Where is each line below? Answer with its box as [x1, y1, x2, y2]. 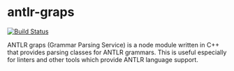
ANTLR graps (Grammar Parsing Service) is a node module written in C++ [7, 40, 220, 49]
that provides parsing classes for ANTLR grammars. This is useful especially [7, 48, 227, 56]
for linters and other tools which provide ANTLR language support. [7, 55, 199, 63]
